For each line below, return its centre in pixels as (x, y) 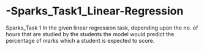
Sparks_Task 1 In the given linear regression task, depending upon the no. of (102, 28)
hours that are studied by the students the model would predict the (90, 34)
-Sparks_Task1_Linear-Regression (95, 11)
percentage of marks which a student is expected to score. (80, 40)
